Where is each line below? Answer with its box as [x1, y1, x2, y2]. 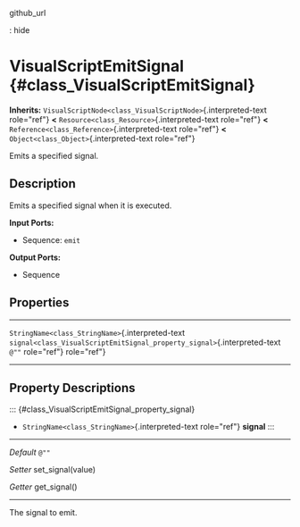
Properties [9, 295, 70, 311]
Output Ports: [9, 252, 61, 263]
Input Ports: [9, 217, 54, 228]
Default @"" [9, 447, 51, 458]
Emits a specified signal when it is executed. [9, 200, 172, 211]
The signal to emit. [9, 507, 78, 518]
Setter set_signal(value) [9, 464, 96, 475]
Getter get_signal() [9, 481, 78, 492]
